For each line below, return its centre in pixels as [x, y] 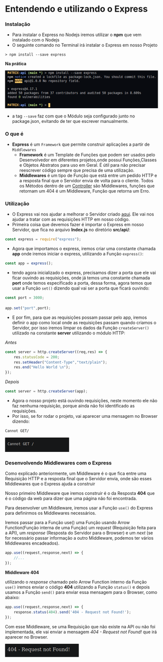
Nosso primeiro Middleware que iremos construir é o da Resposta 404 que [80, 493]
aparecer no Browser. [27, 637]
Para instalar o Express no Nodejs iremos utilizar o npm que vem [77, 35]
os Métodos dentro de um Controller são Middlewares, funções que [87, 186]
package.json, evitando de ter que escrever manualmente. [70, 121]
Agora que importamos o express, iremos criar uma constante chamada [84, 249]
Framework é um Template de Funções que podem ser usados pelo [87, 155]
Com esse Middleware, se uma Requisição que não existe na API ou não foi [80, 626]
